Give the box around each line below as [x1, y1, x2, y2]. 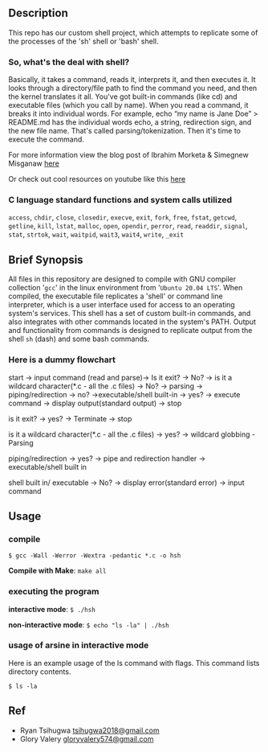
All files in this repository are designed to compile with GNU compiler [8, 274, 237, 284]
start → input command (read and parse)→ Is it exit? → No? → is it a [8, 372, 233, 382]
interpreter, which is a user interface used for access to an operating [8, 300, 235, 310]
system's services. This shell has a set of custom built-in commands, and [8, 309, 251, 318]
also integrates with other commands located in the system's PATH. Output [8, 317, 257, 327]
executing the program [8, 586, 99, 598]
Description [8, 6, 68, 20]
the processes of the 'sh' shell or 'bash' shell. [8, 36, 159, 46]
